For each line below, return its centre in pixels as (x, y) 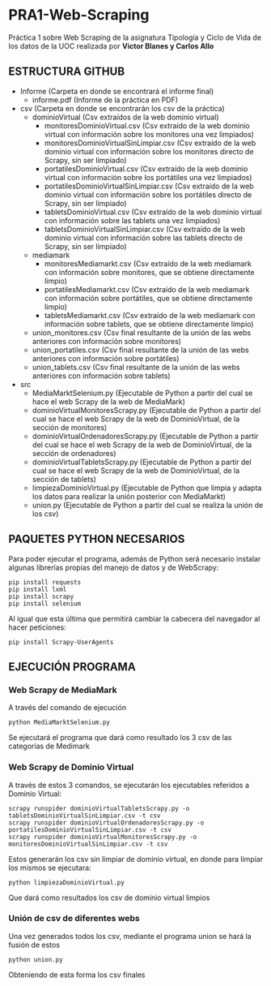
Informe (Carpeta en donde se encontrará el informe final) (117, 91)
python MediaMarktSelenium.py (59, 723)
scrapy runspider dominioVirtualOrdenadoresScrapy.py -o (106, 822)
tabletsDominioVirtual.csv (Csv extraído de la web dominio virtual (153, 212)
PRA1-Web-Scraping (79, 15)
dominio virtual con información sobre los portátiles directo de (148, 194)
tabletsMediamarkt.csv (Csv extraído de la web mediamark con (150, 315)
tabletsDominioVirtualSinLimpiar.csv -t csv (85, 816)
